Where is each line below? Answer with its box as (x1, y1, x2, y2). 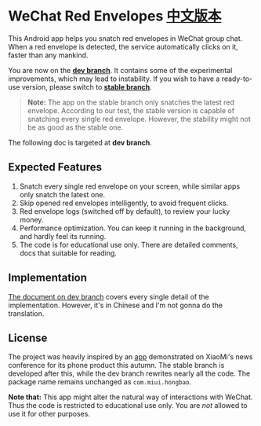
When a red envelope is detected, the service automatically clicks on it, (8, 42, 239, 51)
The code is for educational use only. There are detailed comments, (19, 240, 238, 249)
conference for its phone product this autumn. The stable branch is (8, 361, 225, 370)
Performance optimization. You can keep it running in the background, (19, 223, 247, 233)
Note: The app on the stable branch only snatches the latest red (27, 97, 235, 107)
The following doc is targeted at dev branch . (8, 138, 153, 147)
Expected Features (8, 160, 102, 174)
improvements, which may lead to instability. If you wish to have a (8, 74, 220, 83)
